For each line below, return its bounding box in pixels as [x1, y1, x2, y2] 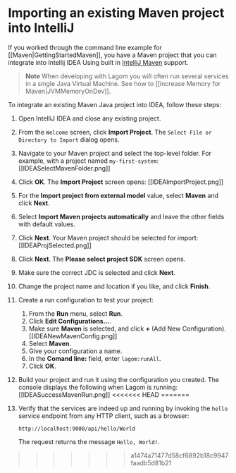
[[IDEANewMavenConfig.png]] [28, 331, 118, 340]
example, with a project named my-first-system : [18, 156, 159, 165]
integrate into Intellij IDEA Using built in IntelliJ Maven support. [8, 58, 189, 66]
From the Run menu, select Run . [28, 309, 123, 318]
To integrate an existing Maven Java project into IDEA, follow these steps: [8, 100, 221, 109]
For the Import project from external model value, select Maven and [18, 191, 219, 199]
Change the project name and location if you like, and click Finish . [18, 282, 211, 290]
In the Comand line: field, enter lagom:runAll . [28, 354, 161, 362]
